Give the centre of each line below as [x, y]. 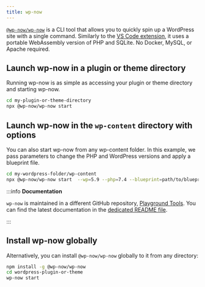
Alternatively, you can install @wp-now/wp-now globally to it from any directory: [102, 255]
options [21, 135]
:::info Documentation [34, 191]
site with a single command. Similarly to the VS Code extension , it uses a [98, 36]
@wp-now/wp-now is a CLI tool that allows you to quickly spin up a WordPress [100, 29]
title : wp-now [24, 12]
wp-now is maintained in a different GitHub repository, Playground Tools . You [101, 203]
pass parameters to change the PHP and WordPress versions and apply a [99, 156]
